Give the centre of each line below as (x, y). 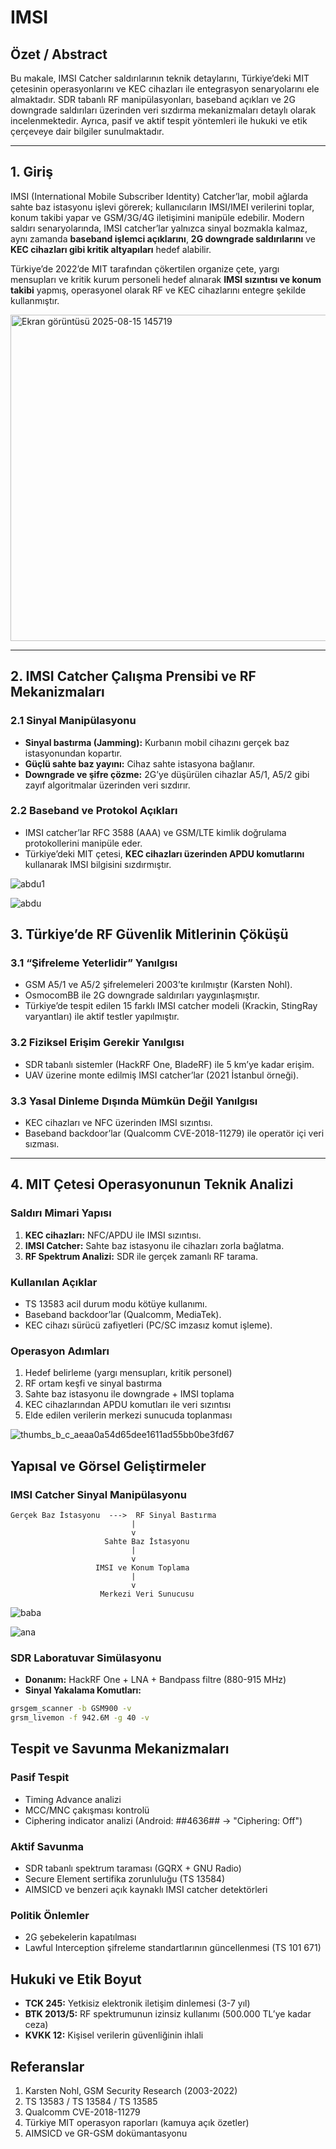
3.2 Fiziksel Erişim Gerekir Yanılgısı (97, 1043)
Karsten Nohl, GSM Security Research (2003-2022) (131, 2090)
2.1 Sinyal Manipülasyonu (73, 721)
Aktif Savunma (47, 1846)
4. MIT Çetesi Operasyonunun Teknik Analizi (152, 1184)
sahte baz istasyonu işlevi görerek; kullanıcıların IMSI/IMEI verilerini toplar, (162, 207)
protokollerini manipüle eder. (83, 843)
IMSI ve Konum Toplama (142, 1568)
